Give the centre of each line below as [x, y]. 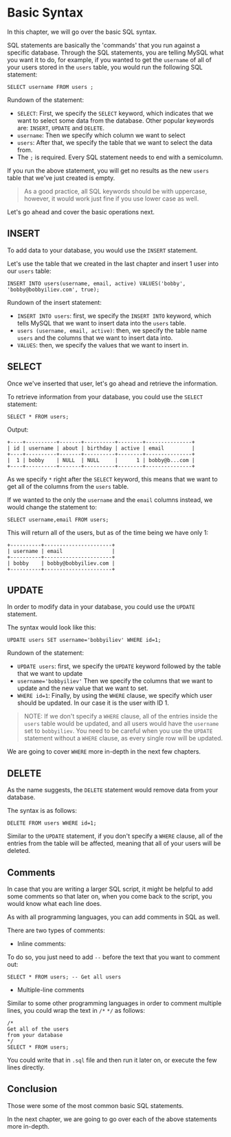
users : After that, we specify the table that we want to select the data [115, 142]
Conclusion [32, 1089]
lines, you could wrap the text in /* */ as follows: [76, 1010]
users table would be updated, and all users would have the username [121, 724]
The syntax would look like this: [52, 627]
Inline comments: [42, 944]
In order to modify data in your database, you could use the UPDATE [101, 607]
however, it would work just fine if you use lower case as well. [111, 199]
